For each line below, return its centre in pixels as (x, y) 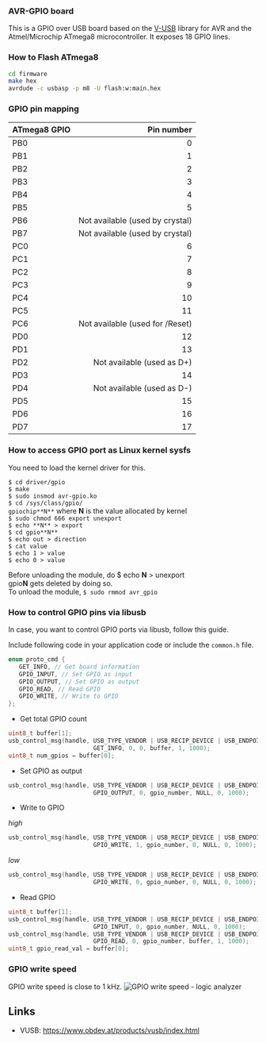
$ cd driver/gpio (37, 482)
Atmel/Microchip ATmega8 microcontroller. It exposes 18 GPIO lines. (120, 37)
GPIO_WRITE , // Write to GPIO (68, 696)
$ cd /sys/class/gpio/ (46, 503)
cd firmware (28, 74)
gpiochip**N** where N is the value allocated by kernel (98, 510)
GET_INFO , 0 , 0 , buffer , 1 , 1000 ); (152, 748)
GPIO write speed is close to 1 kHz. (65, 987)
